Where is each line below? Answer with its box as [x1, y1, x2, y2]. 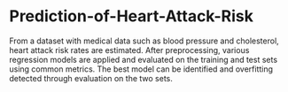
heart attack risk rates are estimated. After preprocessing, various [9, 44, 250, 55]
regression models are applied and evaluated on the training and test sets [9, 54, 277, 65]
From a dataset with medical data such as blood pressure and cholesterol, [9, 35, 279, 46]
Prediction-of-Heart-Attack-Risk [9, 6, 254, 27]
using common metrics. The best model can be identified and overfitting [9, 64, 273, 74]
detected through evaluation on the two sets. [9, 73, 173, 83]
